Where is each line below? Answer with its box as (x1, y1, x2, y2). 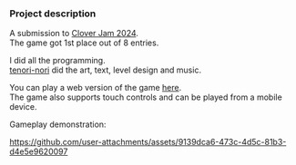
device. (9, 102, 37, 112)
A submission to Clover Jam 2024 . (9, 28, 139, 39)
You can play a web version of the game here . (9, 82, 182, 93)
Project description (9, 7, 97, 20)
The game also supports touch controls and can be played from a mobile (9, 92, 282, 102)
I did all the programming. (9, 55, 107, 66)
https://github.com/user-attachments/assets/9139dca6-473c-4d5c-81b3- (9, 137, 287, 148)
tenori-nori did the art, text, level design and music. (9, 64, 202, 75)
